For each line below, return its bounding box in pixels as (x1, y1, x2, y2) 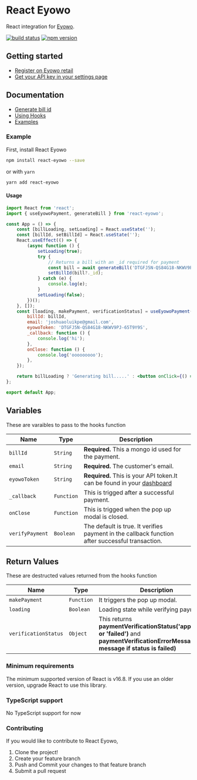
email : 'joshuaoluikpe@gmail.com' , (27, 319, 114, 325)
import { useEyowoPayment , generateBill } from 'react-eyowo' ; (6, 211, 164, 216)
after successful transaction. (83, 537, 162, 545)
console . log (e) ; (47, 281, 88, 287)
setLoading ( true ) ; (37, 248, 83, 254)
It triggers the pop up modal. (98, 596, 177, 604)
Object (69, 630, 87, 637)
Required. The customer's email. (83, 462, 174, 470)
